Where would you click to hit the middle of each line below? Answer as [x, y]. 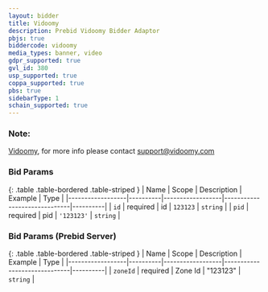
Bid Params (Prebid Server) [62, 236]
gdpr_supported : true [45, 61]
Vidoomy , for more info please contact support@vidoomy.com [111, 151]
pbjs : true [27, 38]
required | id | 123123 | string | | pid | [188, 207]
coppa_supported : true [46, 83]
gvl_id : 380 [28, 68]
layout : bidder [34, 16]
